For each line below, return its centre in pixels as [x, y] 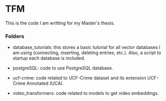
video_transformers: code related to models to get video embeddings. [86, 93]
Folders [15, 36]
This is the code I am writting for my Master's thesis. [60, 23]
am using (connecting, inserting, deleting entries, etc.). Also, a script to [87, 53]
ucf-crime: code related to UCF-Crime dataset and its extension [79, 78]
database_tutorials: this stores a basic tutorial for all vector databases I [87, 47]
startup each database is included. [49, 58]
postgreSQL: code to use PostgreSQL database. [63, 68]
